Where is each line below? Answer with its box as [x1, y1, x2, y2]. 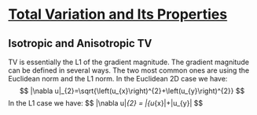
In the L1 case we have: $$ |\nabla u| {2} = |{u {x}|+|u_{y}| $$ [8, 99, 203, 107]
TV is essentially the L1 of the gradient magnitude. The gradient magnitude [8, 57, 250, 66]
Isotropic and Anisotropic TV [8, 37, 152, 50]
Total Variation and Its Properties [8, 5, 228, 23]
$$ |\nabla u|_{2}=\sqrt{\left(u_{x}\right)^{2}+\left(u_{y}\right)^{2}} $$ [19, 86, 245, 95]
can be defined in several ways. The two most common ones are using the [8, 66, 250, 75]
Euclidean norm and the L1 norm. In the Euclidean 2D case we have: [8, 74, 228, 83]
